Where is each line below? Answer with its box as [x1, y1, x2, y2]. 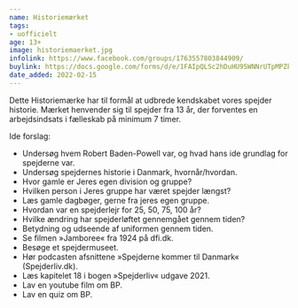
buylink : [9, 63, 42, 72]
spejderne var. [21, 157, 75, 168]
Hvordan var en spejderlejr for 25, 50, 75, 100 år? [21, 204, 201, 215]
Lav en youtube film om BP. [21, 280, 122, 290]
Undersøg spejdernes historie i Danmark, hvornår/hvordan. [21, 166, 238, 177]
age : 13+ [9, 37, 42, 47]
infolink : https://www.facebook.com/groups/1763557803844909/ [9, 54, 244, 63]
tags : [9, 21, 29, 30]
